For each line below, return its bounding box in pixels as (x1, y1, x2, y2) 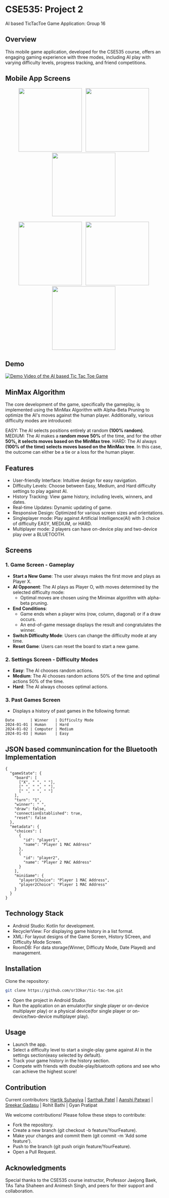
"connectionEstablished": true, (14, 811, 82, 816)
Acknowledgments (5, 1163, 67, 1172)
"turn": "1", (14, 798, 42, 803)
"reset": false (14, 815, 47, 821)
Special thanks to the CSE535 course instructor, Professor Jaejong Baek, (5, 1177, 157, 1183)
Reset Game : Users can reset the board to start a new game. (12, 643, 140, 649)
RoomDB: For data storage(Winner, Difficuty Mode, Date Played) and (12, 944, 156, 950)
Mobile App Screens (5, 74, 71, 83)
